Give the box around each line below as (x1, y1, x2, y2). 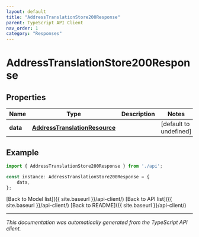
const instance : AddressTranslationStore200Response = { (6, 174, 150, 180)
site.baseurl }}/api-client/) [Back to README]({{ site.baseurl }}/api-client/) (6, 202, 187, 209)
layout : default (6, 8, 46, 15)
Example (6, 148, 39, 158)
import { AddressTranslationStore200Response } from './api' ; (6, 163, 163, 169)
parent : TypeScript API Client (6, 20, 84, 25)
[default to (161, 120, 190, 128)
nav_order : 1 (6, 25, 38, 31)
